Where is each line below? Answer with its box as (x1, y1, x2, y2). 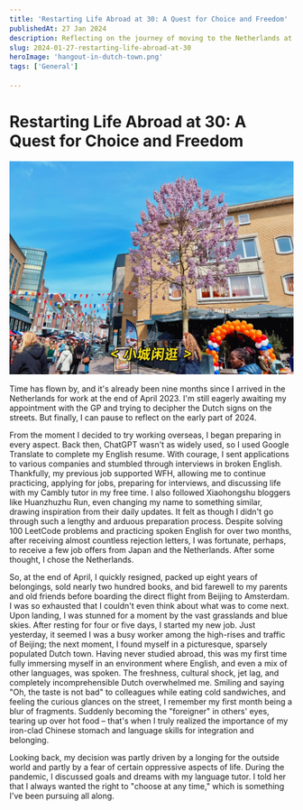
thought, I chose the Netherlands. (9, 554, 134, 565)
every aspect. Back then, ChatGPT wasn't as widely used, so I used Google (9, 438, 289, 450)
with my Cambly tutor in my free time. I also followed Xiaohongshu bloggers (9, 487, 291, 498)
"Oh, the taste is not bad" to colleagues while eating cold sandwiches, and (9, 686, 287, 697)
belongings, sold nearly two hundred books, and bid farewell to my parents (9, 581, 289, 592)
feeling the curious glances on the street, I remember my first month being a (9, 695, 293, 707)
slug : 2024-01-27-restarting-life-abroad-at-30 (9, 43, 192, 52)
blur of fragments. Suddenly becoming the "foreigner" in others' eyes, (9, 705, 270, 716)
